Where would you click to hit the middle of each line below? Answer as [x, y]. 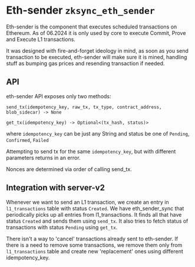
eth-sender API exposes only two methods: [59, 96]
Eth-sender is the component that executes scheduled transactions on [92, 27]
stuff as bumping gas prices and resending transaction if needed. [85, 63]
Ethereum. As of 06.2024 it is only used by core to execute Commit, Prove [96, 33]
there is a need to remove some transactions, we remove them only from [94, 245]
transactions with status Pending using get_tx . [62, 227]
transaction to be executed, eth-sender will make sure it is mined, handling [97, 57]
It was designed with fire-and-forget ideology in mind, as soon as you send [97, 50]
